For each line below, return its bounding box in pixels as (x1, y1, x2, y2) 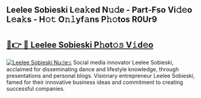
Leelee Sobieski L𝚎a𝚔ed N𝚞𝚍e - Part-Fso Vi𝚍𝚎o (6, 5, 192, 15)
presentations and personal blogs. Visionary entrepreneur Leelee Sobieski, (6, 72, 195, 79)
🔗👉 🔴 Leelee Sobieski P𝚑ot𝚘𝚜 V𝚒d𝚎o (6, 40, 154, 50)
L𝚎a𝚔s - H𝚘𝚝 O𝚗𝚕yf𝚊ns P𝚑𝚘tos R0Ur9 (6, 15, 157, 25)
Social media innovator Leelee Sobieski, (73, 59, 174, 66)
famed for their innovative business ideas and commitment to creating (6, 79, 183, 86)
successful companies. (6, 85, 65, 92)
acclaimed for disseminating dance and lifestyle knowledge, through (6, 66, 179, 72)
